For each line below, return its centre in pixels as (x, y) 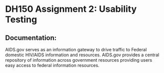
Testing (21, 19)
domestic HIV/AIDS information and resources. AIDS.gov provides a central (82, 55)
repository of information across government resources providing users (79, 60)
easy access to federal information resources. (52, 65)
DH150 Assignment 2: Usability (71, 9)
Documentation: (31, 38)
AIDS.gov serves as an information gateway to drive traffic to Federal (76, 50)
